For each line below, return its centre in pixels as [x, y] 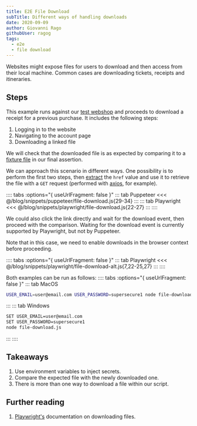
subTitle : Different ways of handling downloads [67, 17]
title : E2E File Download [38, 11]
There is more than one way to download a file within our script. [91, 384]
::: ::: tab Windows [28, 306]
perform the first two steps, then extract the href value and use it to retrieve [98, 177]
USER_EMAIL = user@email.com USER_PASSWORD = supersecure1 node [81, 294]
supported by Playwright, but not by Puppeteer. [63, 231]
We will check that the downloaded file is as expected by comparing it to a [96, 153]
